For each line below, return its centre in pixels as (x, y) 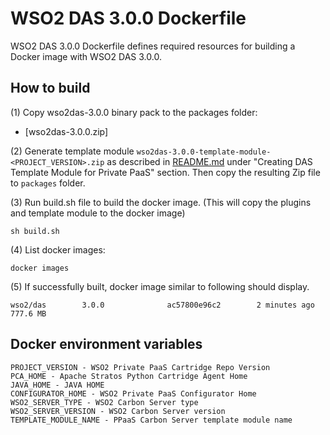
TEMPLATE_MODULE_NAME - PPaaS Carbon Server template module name (151, 420)
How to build (50, 88)
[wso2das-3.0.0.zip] (66, 131)
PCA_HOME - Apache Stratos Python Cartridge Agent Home (129, 376)
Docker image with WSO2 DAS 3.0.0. (86, 56)
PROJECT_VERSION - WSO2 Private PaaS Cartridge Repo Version (140, 367)
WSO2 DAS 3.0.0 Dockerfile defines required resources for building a (153, 46)
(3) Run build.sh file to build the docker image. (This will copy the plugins (161, 202)
